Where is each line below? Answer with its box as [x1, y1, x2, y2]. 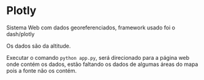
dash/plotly [6, 30, 35, 37]
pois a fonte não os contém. [6, 67, 77, 74]
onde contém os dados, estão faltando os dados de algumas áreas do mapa [6, 60, 198, 68]
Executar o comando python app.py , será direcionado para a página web [6, 54, 190, 61]
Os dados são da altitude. [6, 42, 71, 49]
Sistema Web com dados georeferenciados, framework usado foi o [6, 24, 176, 31]
